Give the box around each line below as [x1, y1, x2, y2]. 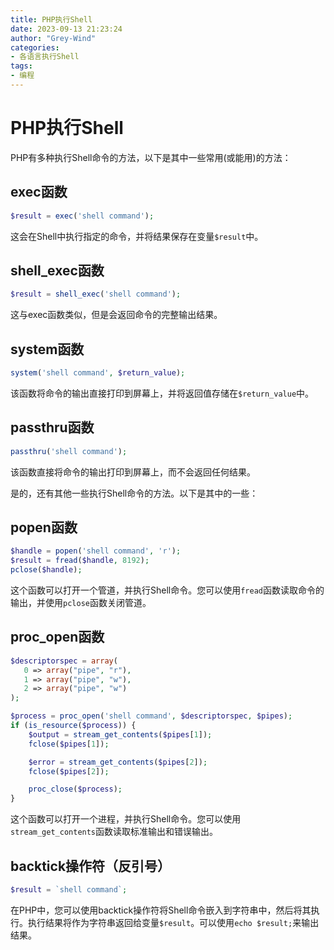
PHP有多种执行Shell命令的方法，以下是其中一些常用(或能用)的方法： [10, 151, 292, 163]
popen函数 [10, 519, 78, 536]
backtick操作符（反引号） [10, 857, 172, 875]
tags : [10, 61, 33, 71]
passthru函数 [10, 419, 95, 436]
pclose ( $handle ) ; [10, 565, 83, 575]
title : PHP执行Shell [10, 14, 93, 25]
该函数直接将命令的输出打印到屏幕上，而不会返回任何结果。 [10, 466, 256, 478]
